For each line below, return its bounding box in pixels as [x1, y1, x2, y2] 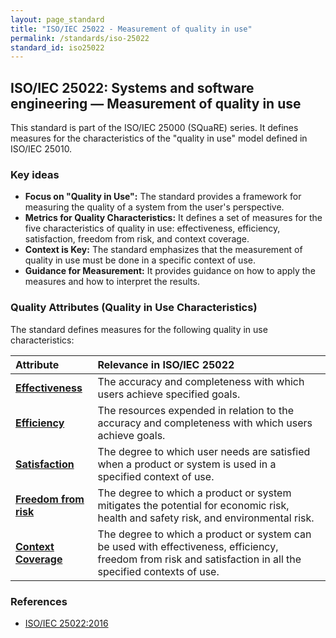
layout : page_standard [10, 14, 105, 25]
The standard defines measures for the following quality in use [10, 323, 268, 335]
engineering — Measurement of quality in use [10, 95, 302, 112]
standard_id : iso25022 [10, 42, 105, 53]
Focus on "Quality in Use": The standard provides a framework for [24, 191, 302, 203]
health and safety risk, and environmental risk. [97, 511, 315, 525]
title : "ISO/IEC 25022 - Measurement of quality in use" [10, 24, 253, 34]
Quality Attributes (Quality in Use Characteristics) [10, 301, 258, 315]
